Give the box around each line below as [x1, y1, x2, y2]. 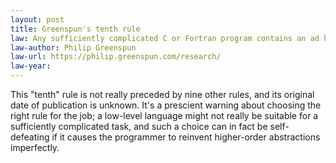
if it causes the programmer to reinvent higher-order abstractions [51, 131, 321, 143]
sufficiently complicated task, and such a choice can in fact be [10, 121, 268, 132]
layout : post [10, 14, 65, 25]
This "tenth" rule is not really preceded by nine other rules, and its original [10, 89, 315, 100]
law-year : [10, 61, 52, 71]
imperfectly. [10, 142, 60, 153]
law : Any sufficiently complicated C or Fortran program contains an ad [10, 33, 320, 43]
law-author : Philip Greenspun [10, 42, 137, 53]
